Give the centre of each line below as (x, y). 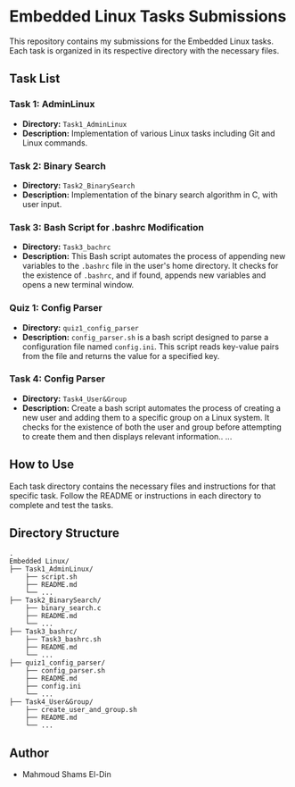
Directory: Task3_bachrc (66, 247)
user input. (42, 204)
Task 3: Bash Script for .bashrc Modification (107, 227)
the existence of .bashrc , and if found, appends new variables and (144, 275)
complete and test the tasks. (61, 505)
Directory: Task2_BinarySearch (78, 185)
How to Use (42, 465)
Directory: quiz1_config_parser (81, 327)
